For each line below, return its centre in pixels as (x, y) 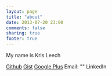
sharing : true (23, 33)
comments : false (26, 28)
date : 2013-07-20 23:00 (35, 22)
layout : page (22, 11)
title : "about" (24, 17)
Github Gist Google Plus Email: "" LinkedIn (56, 67)
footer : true (22, 39)
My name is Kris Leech (33, 55)
